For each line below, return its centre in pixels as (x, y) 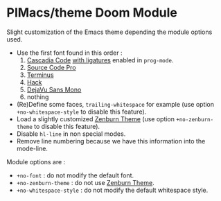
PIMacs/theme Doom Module (92, 13)
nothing (38, 97)
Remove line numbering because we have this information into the (111, 141)
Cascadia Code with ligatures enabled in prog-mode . (100, 60)
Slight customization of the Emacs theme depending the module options (109, 32)
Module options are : (36, 161)
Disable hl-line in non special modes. (71, 134)
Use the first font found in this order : (69, 53)
